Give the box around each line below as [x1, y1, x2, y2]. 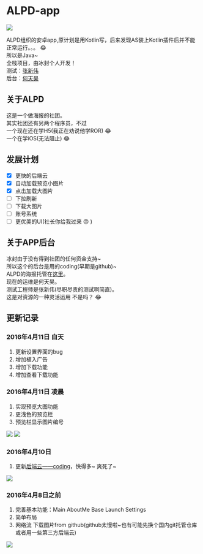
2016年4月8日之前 [6, 491, 61, 499]
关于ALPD [6, 94, 45, 105]
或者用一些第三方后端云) [15, 529, 76, 536]
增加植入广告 [15, 355, 48, 363]
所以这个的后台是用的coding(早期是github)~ [6, 262, 117, 270]
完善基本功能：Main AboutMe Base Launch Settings [15, 506, 147, 514]
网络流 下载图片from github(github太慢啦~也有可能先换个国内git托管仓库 [15, 522, 197, 529]
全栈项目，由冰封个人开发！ [6, 59, 76, 66]
